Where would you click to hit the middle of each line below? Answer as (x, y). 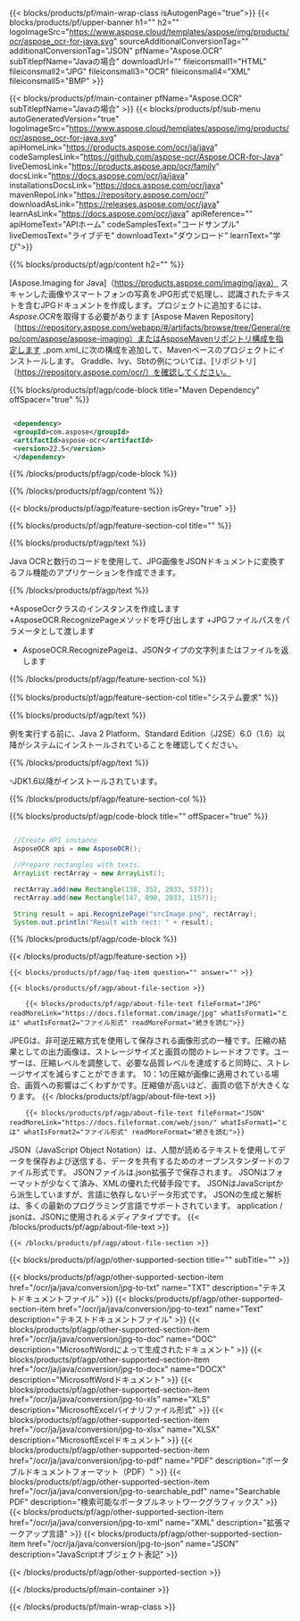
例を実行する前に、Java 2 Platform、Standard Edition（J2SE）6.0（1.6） (144, 734)
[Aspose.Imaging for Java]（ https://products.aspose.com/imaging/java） (144, 283)
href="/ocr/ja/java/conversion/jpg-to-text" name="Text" (161, 1309)
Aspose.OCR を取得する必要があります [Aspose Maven (109, 316)
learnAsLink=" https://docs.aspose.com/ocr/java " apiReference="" (131, 214)
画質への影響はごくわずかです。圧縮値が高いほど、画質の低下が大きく (153, 1085)
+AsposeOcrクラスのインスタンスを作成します (95, 609)
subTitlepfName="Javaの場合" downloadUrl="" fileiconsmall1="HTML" (138, 61)
